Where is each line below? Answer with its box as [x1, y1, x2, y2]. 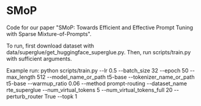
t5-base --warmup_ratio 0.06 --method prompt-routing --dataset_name [6, 80, 188, 87]
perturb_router [6, 93, 43, 100]
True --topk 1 [44, 93, 78, 100]
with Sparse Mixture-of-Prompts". [6, 30, 92, 37]
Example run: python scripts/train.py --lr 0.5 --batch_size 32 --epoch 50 [6, 66, 189, 74]
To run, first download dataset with [6, 42, 95, 49]
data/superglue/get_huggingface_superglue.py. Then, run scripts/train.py [6, 48, 191, 55]
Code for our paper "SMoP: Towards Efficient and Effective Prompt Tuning [6, 24, 194, 31]
